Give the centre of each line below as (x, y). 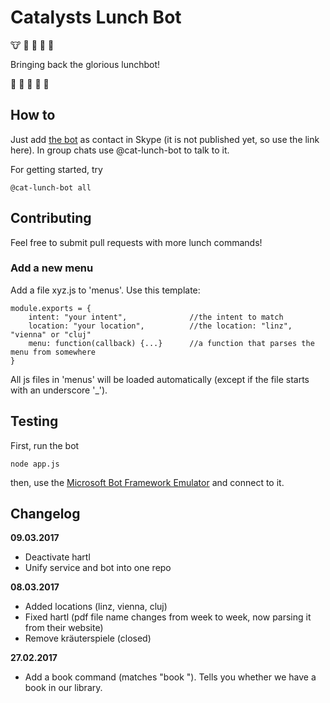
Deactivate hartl (57, 557)
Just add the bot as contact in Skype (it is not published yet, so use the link (165, 139)
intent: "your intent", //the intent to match (156, 317)
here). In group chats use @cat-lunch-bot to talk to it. (120, 150)
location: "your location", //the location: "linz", (160, 326)
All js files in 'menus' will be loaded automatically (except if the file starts (160, 379)
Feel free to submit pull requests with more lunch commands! (136, 242)
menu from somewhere (53, 352)
